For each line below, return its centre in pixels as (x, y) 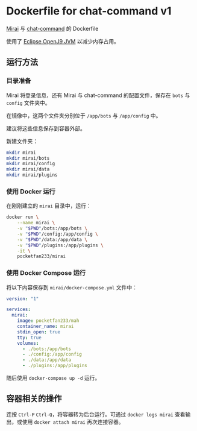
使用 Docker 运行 (31, 191)
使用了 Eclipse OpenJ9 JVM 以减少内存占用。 (63, 41)
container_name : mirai (45, 327)
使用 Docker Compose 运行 (46, 273)
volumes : (28, 343)
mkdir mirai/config (31, 164)
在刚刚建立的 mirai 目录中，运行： (49, 206)
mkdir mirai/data (28, 169)
